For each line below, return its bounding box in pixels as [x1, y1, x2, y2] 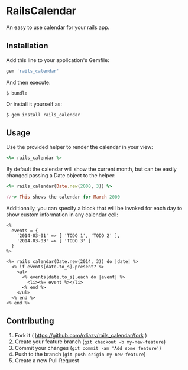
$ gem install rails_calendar [6, 112, 81, 118]
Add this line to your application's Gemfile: [6, 56, 109, 63]
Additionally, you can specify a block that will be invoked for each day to [6, 205, 183, 212]
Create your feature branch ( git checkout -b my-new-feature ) [14, 338, 166, 345]
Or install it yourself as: [6, 100, 62, 108]
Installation [6, 41, 48, 51]
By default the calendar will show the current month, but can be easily [6, 165, 177, 173]
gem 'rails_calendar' [6, 68, 60, 74]
